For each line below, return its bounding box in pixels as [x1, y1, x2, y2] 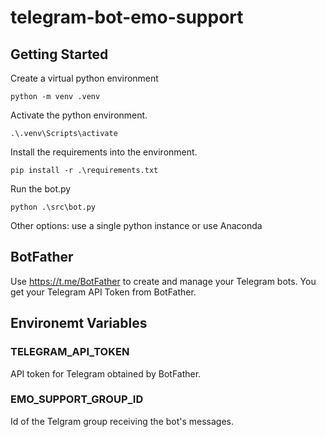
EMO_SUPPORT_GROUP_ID [10, 392, 144, 406]
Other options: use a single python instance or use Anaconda [10, 220, 263, 231]
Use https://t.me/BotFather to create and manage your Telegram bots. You [10, 275, 317, 287]
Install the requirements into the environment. [10, 146, 198, 158]
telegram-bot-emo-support [10, 6, 244, 29]
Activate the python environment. [10, 109, 148, 121]
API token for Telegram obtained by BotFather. [10, 367, 202, 380]
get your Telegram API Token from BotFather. [10, 286, 197, 298]
